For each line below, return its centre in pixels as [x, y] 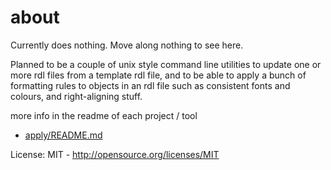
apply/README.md [63, 135]
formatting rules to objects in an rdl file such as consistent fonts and [150, 85]
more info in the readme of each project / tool [104, 115]
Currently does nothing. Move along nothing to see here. [127, 45]
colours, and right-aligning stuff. [76, 96]
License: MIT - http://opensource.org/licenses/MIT [115, 154]
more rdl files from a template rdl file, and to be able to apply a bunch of [158, 75]
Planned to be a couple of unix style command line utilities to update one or [166, 64]
